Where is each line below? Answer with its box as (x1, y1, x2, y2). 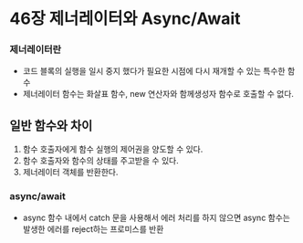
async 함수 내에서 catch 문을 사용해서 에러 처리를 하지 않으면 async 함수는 (22, 212, 290, 223)
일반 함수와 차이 (9, 118, 93, 133)
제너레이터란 (9, 43, 62, 56)
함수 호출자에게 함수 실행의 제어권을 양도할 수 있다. (22, 143, 204, 155)
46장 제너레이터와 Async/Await (9, 8, 241, 29)
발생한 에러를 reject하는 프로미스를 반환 (22, 223, 164, 234)
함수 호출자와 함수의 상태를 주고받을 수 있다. (22, 155, 180, 166)
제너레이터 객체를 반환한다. (22, 166, 119, 178)
